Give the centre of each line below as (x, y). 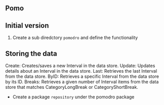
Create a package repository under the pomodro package (73, 97)
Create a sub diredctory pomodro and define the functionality (75, 38)
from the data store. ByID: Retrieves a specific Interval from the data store (82, 76)
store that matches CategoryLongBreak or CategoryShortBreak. (72, 87)
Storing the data (31, 53)
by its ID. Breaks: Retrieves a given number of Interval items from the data (82, 82)
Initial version (27, 25)
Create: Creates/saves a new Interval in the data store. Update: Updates (80, 66)
